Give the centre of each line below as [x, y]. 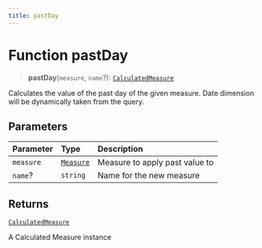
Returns [29, 204]
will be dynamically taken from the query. [76, 102]
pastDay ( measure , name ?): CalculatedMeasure [101, 78]
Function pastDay [68, 55]
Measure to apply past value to [155, 162]
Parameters [38, 126]
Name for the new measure [149, 175]
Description [120, 149]
